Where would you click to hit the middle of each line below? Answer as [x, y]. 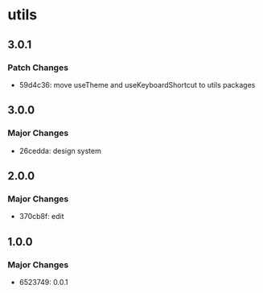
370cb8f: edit [42, 217]
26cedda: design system [60, 151]
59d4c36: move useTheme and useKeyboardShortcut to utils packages [137, 85]
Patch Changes [38, 68]
